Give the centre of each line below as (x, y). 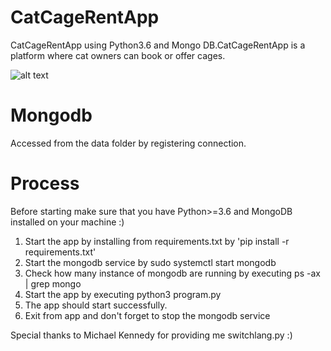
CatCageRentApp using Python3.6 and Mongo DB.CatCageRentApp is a (158, 45)
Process (45, 183)
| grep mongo (53, 283)
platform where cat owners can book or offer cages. (118, 55)
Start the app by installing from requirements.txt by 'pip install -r (157, 241)
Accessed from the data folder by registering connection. (128, 143)
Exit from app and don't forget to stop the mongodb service (147, 315)
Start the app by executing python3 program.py (123, 294)
